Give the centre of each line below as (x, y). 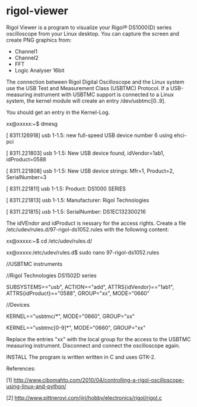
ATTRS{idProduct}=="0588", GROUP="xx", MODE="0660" (78, 293)
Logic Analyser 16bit (39, 70)
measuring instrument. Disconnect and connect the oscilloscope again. (93, 345)
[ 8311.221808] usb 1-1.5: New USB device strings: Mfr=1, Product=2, (90, 171)
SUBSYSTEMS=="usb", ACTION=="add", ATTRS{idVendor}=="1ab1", (90, 287)
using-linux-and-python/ (36, 386)
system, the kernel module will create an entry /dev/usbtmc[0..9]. (86, 101)
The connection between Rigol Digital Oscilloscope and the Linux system (96, 82)
